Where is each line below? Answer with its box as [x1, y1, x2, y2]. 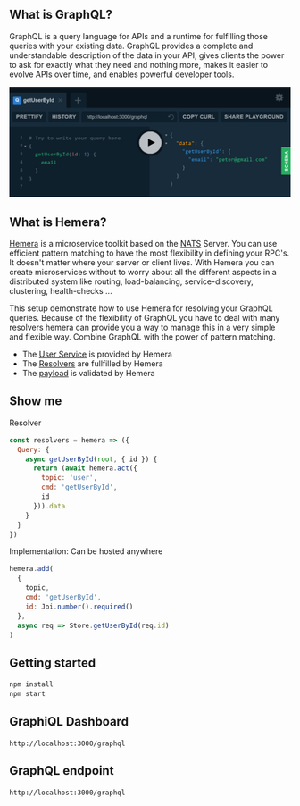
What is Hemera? [9, 214, 107, 230]
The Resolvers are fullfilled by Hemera [21, 357, 163, 369]
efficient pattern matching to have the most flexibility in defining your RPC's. [9, 248, 290, 258]
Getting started [9, 655, 96, 670]
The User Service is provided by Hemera [21, 348, 172, 359]
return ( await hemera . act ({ [32, 464, 138, 473]
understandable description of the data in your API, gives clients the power [9, 49, 285, 61]
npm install [9, 680, 54, 689]
